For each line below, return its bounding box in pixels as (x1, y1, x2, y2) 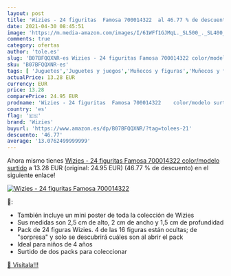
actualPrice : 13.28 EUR (7, 73, 76, 81)
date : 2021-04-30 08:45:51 (7, 23, 85, 30)
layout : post (7, 10, 45, 17)
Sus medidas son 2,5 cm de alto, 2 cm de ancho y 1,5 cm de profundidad (16, 218, 224, 227)
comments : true (7, 36, 51, 43)
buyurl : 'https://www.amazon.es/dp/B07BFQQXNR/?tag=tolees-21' (7, 125, 192, 132)
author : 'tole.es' (7, 49, 60, 56)
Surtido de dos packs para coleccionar (16, 248, 127, 256)
